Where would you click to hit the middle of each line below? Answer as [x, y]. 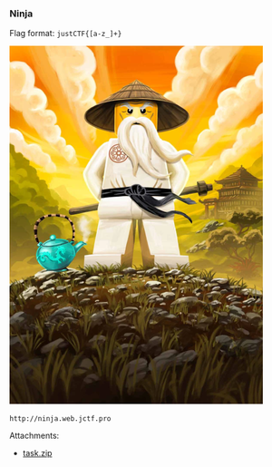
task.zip [37, 453]
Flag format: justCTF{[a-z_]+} [66, 34]
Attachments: [34, 436]
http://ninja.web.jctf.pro [60, 419]
